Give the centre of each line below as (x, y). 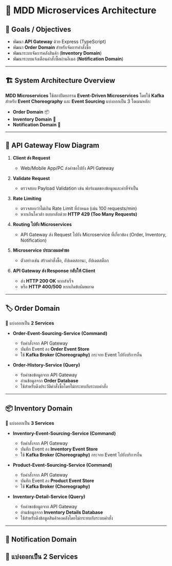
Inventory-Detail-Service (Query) (49, 497)
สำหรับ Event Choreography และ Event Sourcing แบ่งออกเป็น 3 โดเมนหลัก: (78, 101)
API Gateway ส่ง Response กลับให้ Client (54, 270)
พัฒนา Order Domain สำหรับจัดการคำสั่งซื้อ (52, 47)
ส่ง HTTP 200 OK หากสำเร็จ (47, 281)
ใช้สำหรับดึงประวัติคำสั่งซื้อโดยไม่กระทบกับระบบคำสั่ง (64, 387)
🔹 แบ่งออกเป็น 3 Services (30, 423)
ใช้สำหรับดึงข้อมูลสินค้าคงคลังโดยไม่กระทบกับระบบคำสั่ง (67, 518)
